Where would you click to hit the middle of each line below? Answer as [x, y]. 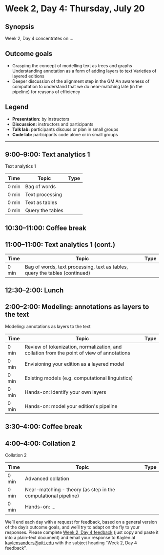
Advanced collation [47, 479]
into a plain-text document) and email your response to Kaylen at [70, 538]
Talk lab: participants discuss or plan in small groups [65, 129]
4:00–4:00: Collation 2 [41, 443]
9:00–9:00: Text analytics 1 [48, 155]
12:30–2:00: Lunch [34, 290]
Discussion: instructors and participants [53, 124]
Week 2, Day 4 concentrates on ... [39, 38]
